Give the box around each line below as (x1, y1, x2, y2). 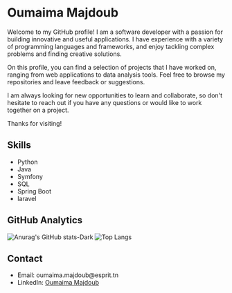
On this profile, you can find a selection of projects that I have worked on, (7, 63, 217, 71)
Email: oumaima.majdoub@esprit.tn (17, 271, 119, 279)
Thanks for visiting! (7, 119, 62, 127)
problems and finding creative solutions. (7, 50, 123, 58)
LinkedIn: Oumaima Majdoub (17, 278, 99, 287)
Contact (7, 252, 43, 264)
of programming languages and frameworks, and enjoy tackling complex (7, 42, 215, 50)
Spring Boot (17, 187, 52, 195)
